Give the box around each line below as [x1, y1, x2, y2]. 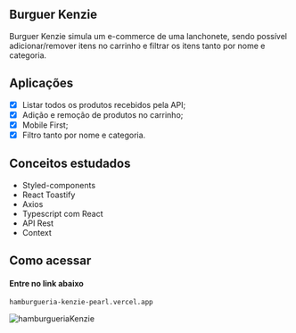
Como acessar [9, 254, 92, 269]
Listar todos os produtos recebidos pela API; [21, 99, 186, 110]
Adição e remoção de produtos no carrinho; [21, 109, 184, 120]
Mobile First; [21, 120, 69, 130]
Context [21, 227, 52, 237]
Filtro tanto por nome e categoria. [21, 129, 146, 140]
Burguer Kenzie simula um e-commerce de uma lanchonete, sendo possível [9, 30, 288, 41]
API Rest [21, 218, 54, 229]
